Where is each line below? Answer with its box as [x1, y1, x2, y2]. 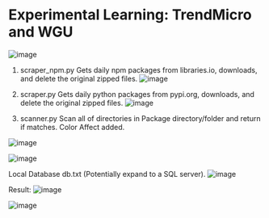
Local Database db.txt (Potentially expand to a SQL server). [8, 169, 206, 178]
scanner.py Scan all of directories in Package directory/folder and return [19, 113, 261, 123]
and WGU [8, 23, 74, 41]
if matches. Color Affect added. [19, 122, 125, 132]
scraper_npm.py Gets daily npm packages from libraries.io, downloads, [19, 65, 258, 74]
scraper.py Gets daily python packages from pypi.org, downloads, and [19, 89, 254, 99]
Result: [8, 184, 32, 195]
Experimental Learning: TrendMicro [8, 6, 252, 24]
